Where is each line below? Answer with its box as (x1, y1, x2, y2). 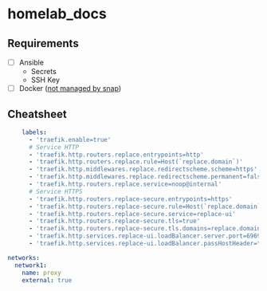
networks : (7, 254, 41, 262)
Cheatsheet (7, 107, 67, 120)
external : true (22, 276, 73, 284)
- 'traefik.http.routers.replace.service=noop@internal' (28, 180, 222, 188)
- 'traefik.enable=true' (28, 136, 112, 144)
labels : (22, 128, 47, 136)
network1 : (14, 261, 47, 269)
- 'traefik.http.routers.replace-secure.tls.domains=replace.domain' (28, 225, 265, 233)
